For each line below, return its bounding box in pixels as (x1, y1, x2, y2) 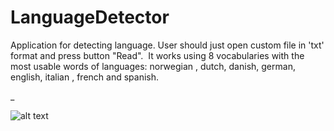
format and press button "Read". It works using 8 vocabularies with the (10, 49, 305, 61)
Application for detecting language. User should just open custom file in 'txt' (10, 39, 325, 51)
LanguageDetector (10, 6, 170, 29)
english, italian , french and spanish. (10, 71, 159, 83)
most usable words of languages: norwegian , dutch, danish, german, (10, 60, 296, 72)
